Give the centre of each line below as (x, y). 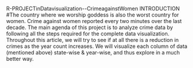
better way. (20, 59)
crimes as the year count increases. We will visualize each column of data (97, 46)
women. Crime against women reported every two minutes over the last (94, 21)
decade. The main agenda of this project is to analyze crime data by (90, 27)
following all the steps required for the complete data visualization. (88, 34)
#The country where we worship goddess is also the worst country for (93, 15)
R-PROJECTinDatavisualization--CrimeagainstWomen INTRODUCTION (93, 9)
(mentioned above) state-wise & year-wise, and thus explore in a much (93, 52)
